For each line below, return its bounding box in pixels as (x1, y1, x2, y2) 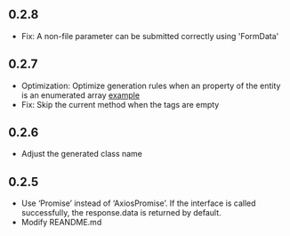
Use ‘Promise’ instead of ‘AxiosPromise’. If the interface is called (20, 198, 256, 208)
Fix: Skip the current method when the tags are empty (20, 99, 220, 110)
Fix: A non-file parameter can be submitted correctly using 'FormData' (20, 30, 279, 41)
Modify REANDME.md (20, 217, 102, 228)
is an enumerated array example (20, 89, 140, 101)
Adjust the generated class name (20, 149, 143, 159)
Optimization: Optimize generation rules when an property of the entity (20, 80, 281, 91)
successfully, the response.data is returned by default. (20, 208, 222, 218)
